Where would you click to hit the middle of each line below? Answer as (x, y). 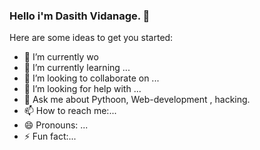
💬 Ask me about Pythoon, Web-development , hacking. (137, 100)
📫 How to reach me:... (70, 111)
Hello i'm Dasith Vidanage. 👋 (80, 16)
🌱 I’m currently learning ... (77, 68)
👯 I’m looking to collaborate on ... (91, 78)
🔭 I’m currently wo (61, 57)
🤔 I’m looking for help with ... (82, 89)
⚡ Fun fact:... (50, 136)
